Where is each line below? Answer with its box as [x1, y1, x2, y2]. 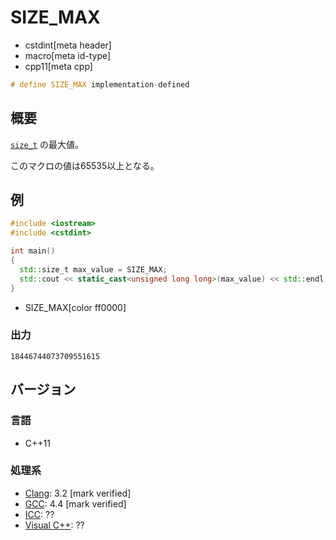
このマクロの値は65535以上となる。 [10, 159, 160, 171]
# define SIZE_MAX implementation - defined [10, 79, 190, 90]
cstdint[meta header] [24, 39, 112, 51]
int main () [10, 246, 56, 256]
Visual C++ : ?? [24, 519, 85, 531]
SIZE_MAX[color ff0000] [24, 301, 127, 313]
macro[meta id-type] [24, 49, 112, 61]
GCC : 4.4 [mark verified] [24, 497, 127, 510]
